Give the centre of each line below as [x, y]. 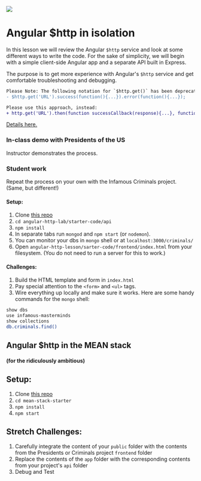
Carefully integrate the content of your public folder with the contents [101, 446]
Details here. [22, 124]
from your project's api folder [51, 465]
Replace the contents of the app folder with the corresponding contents [102, 459]
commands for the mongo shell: [52, 299]
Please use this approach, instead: [52, 108]
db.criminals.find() [32, 327]
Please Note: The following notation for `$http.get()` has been [89, 91]
